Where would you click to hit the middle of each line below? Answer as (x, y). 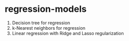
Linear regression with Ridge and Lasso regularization (68, 33)
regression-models (46, 9)
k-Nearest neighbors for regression (49, 28)
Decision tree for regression (41, 23)
